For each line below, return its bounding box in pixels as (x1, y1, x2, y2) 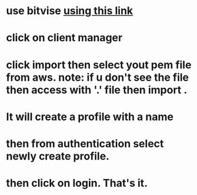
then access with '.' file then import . (6, 83, 188, 97)
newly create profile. (6, 149, 110, 163)
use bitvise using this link (6, 4, 133, 18)
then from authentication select (6, 137, 164, 150)
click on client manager (6, 31, 123, 45)
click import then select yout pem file (6, 58, 192, 71)
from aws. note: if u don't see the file (6, 71, 189, 84)
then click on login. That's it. (6, 177, 148, 190)
